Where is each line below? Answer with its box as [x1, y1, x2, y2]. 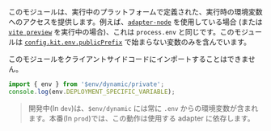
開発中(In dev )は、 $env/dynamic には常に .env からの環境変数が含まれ [28, 103, 259, 113]
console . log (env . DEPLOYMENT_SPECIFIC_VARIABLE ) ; [8, 88, 176, 96]
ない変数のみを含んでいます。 [152, 37, 252, 47]
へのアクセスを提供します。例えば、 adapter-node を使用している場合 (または [8, 17, 263, 27]
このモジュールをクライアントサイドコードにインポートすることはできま [8, 55, 249, 63]
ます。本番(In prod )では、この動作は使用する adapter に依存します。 [28, 113, 255, 123]
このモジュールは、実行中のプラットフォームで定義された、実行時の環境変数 [8, 7, 263, 16]
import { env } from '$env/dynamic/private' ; [8, 80, 164, 88]
